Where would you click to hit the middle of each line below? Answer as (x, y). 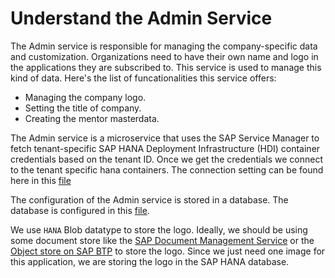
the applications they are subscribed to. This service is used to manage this (166, 67)
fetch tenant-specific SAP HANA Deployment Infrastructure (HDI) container (165, 148)
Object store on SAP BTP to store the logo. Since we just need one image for (168, 251)
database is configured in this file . (80, 210)
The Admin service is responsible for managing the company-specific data (164, 46)
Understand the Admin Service (141, 18)
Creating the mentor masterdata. (92, 118)
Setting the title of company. (83, 108)
